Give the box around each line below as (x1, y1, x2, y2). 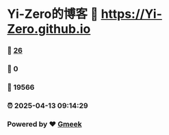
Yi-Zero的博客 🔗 (7, 6, 99, 22)
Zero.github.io (7, 21, 91, 37)
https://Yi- (101, 6, 163, 22)
